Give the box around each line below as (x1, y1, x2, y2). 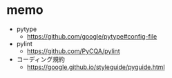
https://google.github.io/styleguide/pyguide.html (26, 63, 165, 71)
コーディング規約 (16, 55, 65, 64)
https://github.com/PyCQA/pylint (26, 47, 120, 55)
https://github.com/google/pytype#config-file (26, 32, 157, 40)
